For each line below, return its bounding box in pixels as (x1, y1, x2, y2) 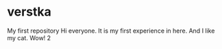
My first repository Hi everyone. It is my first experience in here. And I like (7, 27, 215, 35)
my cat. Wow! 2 (7, 33, 51, 42)
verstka (7, 4, 51, 20)
